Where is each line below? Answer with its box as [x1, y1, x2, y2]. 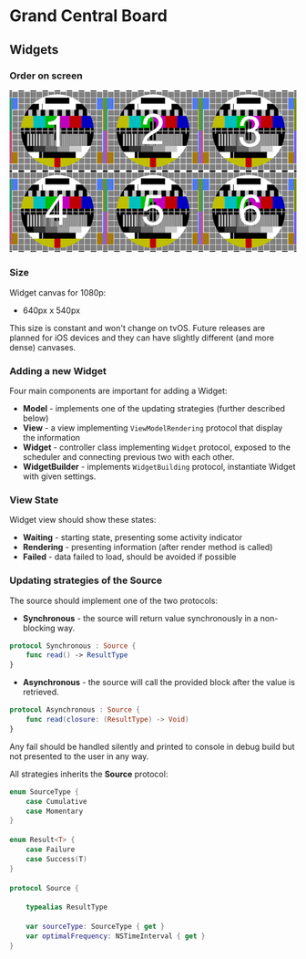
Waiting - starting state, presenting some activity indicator [22, 532, 243, 543]
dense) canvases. [9, 341, 76, 352]
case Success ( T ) [25, 854, 88, 863]
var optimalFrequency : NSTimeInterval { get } [25, 932, 206, 941]
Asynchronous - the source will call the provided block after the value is [22, 677, 296, 688]
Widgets [9, 42, 59, 57]
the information [22, 432, 80, 443]
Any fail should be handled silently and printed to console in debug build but [9, 741, 295, 752]
